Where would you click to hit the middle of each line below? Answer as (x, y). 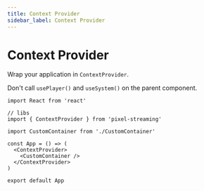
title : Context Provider (44, 14)
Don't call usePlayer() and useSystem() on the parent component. (102, 88)
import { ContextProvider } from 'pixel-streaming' (84, 119)
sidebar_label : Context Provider (56, 20)
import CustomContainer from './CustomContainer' (82, 132)
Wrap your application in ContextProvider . (68, 74)
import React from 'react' (47, 101)
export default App (36, 181)
